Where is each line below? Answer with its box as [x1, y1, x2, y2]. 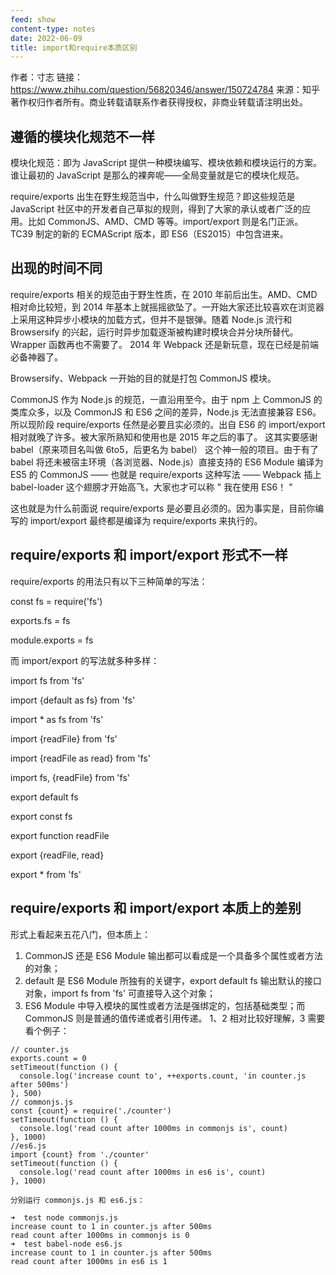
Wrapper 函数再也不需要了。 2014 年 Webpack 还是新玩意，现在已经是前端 [10, 338, 319, 350]
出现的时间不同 [10, 260, 103, 277]
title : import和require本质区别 [10, 42, 138, 53]
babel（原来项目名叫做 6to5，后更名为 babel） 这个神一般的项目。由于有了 [10, 443, 320, 455]
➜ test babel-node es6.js [10, 1239, 123, 1249]
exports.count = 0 [10, 1053, 87, 1063]
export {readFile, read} [10, 849, 105, 861]
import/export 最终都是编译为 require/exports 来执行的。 [29, 514, 263, 526]
